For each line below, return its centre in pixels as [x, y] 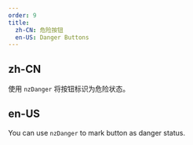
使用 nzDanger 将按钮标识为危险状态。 [69, 89]
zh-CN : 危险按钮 [40, 30]
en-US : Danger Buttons [52, 37]
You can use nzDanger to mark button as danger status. [97, 132]
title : [19, 23]
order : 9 [22, 15]
